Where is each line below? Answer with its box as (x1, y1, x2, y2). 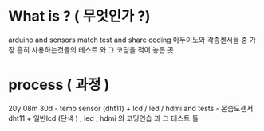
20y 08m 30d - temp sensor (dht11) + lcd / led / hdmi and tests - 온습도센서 (8, 103, 254, 113)
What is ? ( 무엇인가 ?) (8, 7, 151, 25)
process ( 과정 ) (8, 76, 110, 94)
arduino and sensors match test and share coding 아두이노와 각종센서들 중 (8, 35, 248, 44)
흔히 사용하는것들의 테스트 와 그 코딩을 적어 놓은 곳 (16, 44, 174, 54)
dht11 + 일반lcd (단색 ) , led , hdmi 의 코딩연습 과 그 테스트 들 (8, 113, 199, 123)
